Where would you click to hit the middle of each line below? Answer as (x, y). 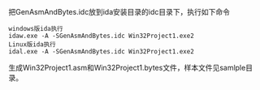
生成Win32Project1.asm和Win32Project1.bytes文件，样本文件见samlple (127, 68)
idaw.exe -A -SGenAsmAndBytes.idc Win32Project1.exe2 (102, 36)
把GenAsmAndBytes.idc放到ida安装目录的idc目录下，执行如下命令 (119, 12)
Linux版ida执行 (32, 45)
